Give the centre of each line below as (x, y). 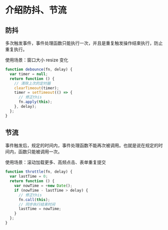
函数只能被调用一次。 (40, 152)
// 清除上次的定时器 (32, 83)
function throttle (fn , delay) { (39, 172)
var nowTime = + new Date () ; (43, 186)
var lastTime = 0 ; (29, 177)
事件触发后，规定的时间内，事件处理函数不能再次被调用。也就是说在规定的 (82, 146)
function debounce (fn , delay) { (39, 69)
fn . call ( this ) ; (34, 200)
